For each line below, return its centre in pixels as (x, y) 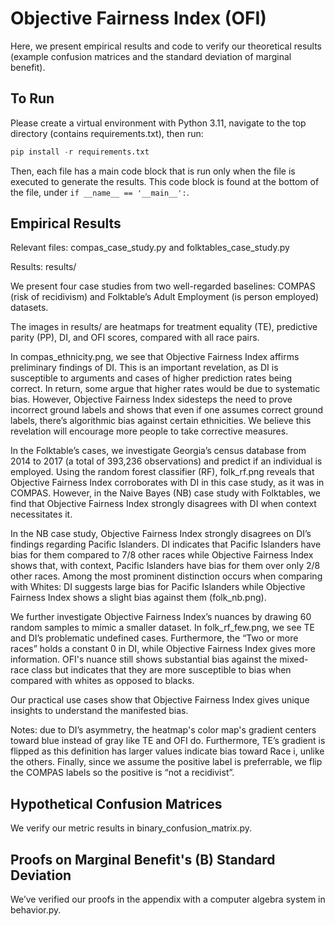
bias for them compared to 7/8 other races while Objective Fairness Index (162, 555)
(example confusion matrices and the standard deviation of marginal (151, 56)
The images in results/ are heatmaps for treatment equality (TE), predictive (164, 327)
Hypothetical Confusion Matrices (116, 803)
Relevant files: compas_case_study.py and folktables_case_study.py (150, 248)
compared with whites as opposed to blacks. (102, 681)
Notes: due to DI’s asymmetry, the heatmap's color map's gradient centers (163, 730)
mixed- (294, 659)
